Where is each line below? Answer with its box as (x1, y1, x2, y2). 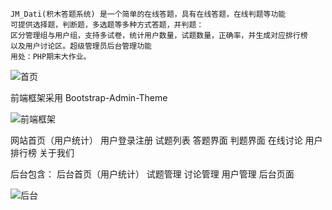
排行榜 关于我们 (10, 147, 75, 158)
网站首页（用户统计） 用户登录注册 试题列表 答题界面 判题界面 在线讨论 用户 (10, 134, 323, 146)
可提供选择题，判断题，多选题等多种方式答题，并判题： (10, 20, 205, 30)
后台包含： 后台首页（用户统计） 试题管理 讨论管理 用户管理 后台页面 (10, 168, 295, 180)
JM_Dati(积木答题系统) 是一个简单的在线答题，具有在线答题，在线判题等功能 (10, 9, 287, 19)
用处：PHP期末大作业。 (10, 52, 92, 62)
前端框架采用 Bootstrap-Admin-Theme (10, 92, 168, 103)
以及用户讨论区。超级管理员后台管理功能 (10, 41, 152, 51)
